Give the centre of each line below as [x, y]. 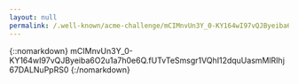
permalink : [29, 26]
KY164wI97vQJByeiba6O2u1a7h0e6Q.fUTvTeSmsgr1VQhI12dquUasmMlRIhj [147, 60]
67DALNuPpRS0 [39, 69]
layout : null [33, 17]
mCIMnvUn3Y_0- [102, 50]
